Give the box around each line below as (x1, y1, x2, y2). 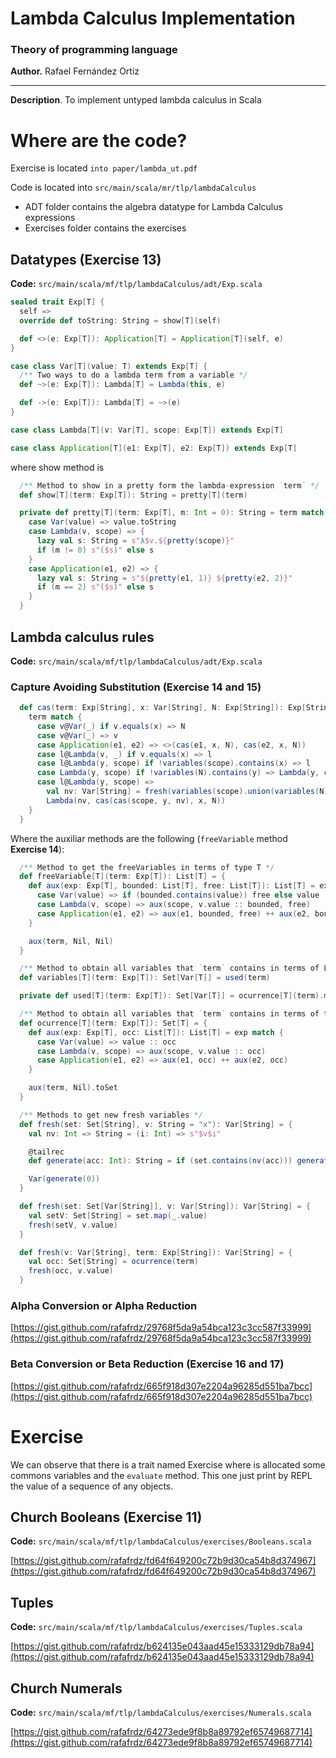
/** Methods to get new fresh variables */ (19, 1110, 203, 1120)
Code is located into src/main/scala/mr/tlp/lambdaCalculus (10, 182, 257, 194)
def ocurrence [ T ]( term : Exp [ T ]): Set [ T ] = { (19, 1018, 208, 1028)
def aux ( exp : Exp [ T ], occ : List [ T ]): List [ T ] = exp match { (28, 1027, 284, 1037)
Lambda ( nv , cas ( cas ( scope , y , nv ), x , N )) (46, 795, 226, 806)
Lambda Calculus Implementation (10, 7, 296, 30)
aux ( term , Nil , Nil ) (28, 936, 114, 946)
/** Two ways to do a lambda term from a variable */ (19, 370, 248, 381)
